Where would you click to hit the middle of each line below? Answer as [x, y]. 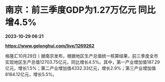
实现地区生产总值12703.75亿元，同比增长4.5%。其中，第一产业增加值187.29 [82, 62]
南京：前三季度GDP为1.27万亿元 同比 [81, 10]
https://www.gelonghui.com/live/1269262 [50, 46]
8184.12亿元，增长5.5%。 [31, 74]
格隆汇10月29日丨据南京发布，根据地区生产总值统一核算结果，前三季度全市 [82, 56]
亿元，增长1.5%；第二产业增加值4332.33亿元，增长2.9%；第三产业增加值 [81, 68]
